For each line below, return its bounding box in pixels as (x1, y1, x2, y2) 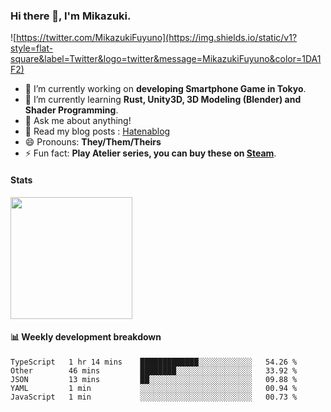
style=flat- (10, 42, 54, 54)
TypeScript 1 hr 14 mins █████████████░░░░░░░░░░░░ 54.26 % (10, 357, 298, 367)
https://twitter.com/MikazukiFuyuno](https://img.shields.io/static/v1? (16, 32, 298, 44)
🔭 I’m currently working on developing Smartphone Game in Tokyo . (24, 83, 307, 95)
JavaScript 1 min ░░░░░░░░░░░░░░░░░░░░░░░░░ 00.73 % (10, 392, 298, 402)
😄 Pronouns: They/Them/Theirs (24, 136, 162, 148)
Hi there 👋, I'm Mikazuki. (10, 9, 132, 23)
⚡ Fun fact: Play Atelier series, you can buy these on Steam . (24, 147, 277, 159)
